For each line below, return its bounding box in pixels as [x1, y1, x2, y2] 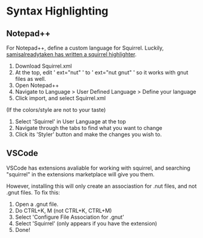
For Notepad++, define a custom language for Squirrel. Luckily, [6, 44, 164, 51]
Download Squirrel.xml [15, 62, 72, 69]
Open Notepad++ [15, 82, 59, 89]
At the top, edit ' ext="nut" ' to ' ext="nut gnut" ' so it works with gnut [15, 69, 189, 76]
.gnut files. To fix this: [6, 188, 61, 196]
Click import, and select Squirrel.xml [15, 95, 106, 101]
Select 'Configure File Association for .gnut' [15, 213, 124, 220]
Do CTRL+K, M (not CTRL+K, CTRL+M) [15, 207, 112, 214]
